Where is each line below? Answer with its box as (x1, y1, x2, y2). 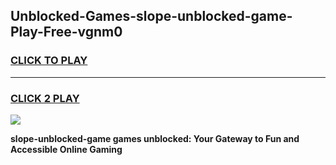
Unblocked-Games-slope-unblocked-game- (10, 8, 293, 25)
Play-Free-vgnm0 (10, 24, 123, 41)
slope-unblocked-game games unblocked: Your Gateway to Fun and (10, 132, 300, 144)
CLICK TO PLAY (10, 54, 88, 68)
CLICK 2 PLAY (10, 91, 80, 105)
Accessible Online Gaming (10, 143, 123, 155)
